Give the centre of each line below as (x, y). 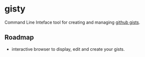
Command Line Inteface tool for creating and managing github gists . (72, 22)
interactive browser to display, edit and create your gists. (68, 49)
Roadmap (19, 37)
